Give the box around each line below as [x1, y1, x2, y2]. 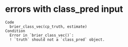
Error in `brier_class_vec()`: [9, 33, 74, 38]
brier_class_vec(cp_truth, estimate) [9, 24, 87, 29]
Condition [5, 28, 26, 33]
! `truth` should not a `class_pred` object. [9, 37, 105, 42]
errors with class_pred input [5, 3, 124, 15]
